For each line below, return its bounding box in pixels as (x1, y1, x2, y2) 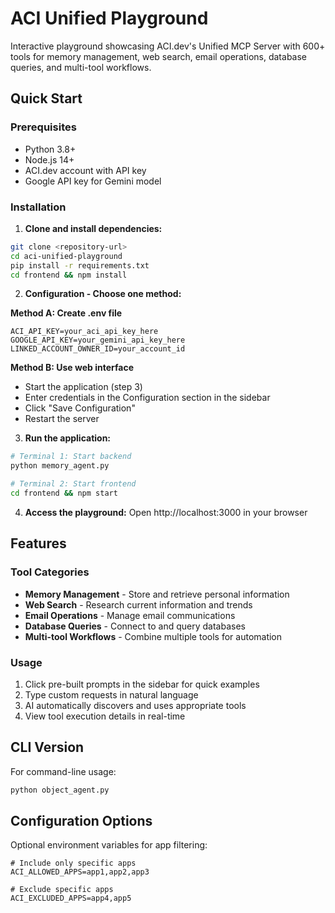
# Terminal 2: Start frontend (10, 479, 137, 489)
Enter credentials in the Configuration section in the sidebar (24, 392, 271, 404)
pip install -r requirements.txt (10, 260, 150, 271)
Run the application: (24, 432, 112, 444)
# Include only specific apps (10, 858, 137, 869)
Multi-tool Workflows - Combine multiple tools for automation (24, 630, 283, 642)
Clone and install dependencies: (24, 222, 163, 234)
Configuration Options (10, 812, 153, 829)
